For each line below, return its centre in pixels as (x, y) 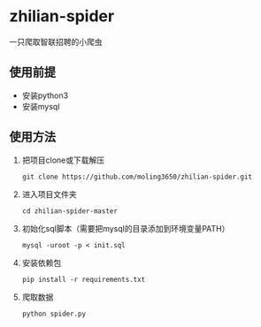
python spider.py (54, 314)
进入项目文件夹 (49, 194)
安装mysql (41, 106)
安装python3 (45, 95)
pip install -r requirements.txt (84, 279)
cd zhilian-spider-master (69, 211)
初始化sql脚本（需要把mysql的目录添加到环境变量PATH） (126, 228)
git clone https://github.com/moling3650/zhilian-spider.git (137, 177)
